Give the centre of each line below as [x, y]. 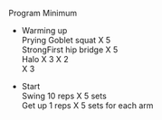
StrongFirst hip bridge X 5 [70, 50]
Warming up [44, 30]
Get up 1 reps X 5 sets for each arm [87, 106]
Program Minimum [43, 13]
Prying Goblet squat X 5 [66, 40]
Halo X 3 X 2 [45, 59]
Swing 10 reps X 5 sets [64, 96]
